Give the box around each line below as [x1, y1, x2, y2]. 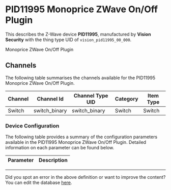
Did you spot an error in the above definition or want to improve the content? [5, 174, 166, 180]
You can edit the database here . [5, 179, 72, 186]
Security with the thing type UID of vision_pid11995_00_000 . [5, 37, 132, 43]
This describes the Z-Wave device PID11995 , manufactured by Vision [5, 31, 151, 37]
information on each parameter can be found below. [5, 145, 115, 151]
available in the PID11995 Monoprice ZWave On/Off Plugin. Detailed [5, 139, 147, 145]
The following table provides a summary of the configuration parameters [5, 134, 158, 140]
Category [115, 95, 138, 102]
